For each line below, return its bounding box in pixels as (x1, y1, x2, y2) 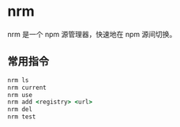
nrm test (7, 113, 36, 121)
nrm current (7, 84, 47, 92)
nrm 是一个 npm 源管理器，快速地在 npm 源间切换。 (7, 29, 177, 39)
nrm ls (7, 76, 29, 84)
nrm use (7, 91, 33, 99)
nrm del (7, 106, 33, 114)
